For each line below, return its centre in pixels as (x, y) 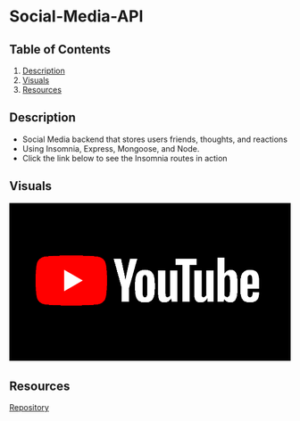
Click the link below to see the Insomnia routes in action (125, 158)
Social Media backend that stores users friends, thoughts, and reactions (155, 139)
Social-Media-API (76, 17)
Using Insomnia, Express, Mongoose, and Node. (111, 148)
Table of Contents (60, 50)
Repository (29, 407)
